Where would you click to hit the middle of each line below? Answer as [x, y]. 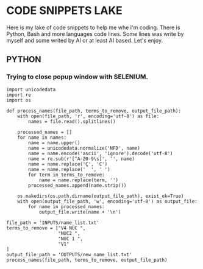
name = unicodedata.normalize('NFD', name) [84, 148]
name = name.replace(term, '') [79, 180]
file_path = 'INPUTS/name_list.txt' [53, 223]
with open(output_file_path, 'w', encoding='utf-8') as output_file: [108, 201]
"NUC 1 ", [71, 239]
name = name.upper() [54, 143]
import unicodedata [31, 89]
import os [19, 100]
